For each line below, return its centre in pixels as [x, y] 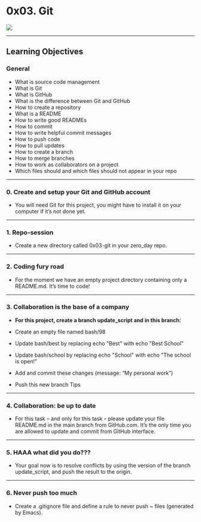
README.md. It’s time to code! [52, 286]
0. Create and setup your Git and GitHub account [78, 192]
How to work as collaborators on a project [66, 164]
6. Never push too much [42, 493]
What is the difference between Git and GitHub [72, 101]
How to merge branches [45, 158]
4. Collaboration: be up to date [51, 405]
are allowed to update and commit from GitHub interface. [85, 432]
